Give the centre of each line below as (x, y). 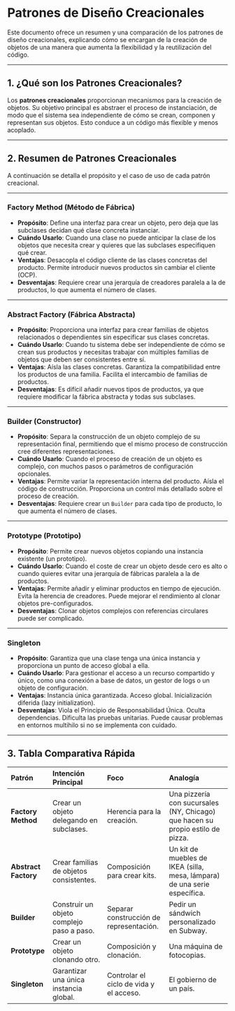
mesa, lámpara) (194, 875)
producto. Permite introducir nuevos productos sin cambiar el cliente (116, 267)
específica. (187, 893)
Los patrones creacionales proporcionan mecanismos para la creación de (114, 100)
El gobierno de (193, 979)
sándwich (185, 913)
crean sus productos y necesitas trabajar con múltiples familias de (113, 352)
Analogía (184, 778)
